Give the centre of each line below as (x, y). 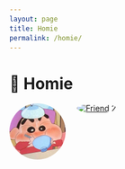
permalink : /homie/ (46, 38)
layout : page (34, 19)
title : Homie (34, 28)
